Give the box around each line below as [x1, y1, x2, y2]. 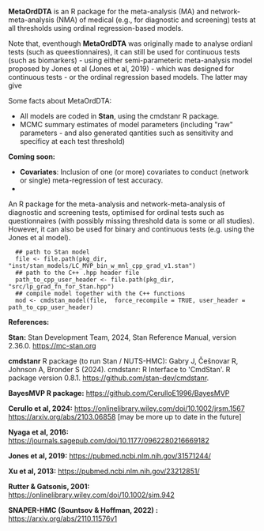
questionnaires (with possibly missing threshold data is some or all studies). [8, 217, 255, 225]
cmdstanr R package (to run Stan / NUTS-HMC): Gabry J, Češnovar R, [8, 356, 239, 366]
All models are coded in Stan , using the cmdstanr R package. [19, 111, 220, 121]
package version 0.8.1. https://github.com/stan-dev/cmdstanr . [8, 373, 209, 382]
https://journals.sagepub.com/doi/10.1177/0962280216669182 [8, 436, 209, 445]
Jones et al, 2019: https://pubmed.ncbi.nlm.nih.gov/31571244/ [8, 451, 211, 461]
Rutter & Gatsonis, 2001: [8, 482, 90, 491]
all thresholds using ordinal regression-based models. [8, 24, 183, 32]
